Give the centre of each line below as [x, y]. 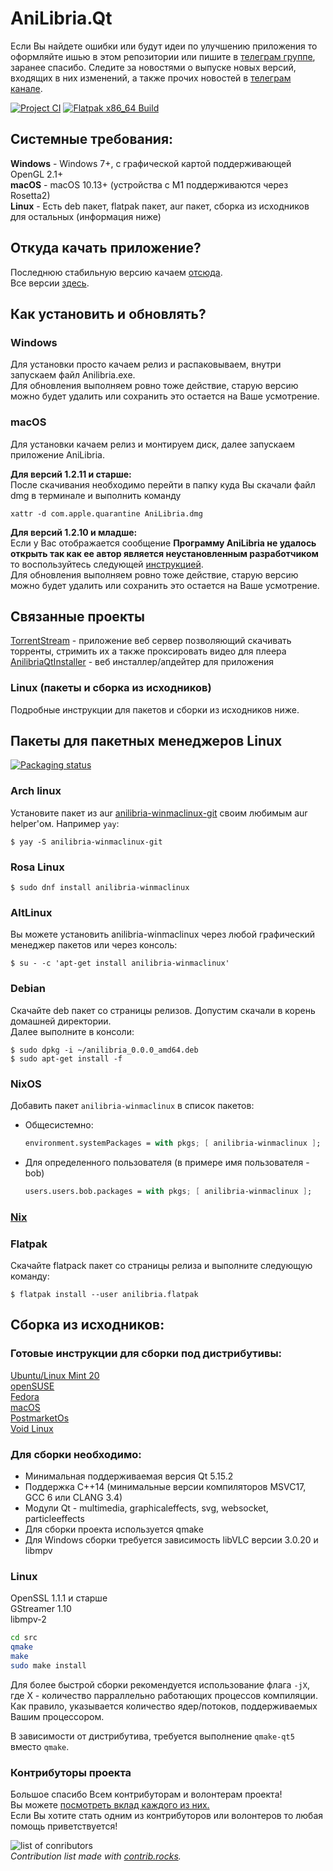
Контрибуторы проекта [71, 1772]
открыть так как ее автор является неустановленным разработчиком [164, 553]
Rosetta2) [30, 195]
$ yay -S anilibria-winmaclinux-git [86, 842]
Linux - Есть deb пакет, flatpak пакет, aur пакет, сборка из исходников [160, 206]
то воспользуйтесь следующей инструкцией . [107, 564]
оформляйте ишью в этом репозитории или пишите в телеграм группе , [163, 56]
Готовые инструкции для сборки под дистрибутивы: [146, 1354]
